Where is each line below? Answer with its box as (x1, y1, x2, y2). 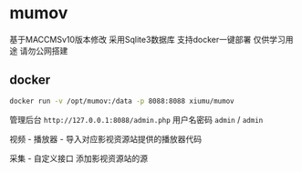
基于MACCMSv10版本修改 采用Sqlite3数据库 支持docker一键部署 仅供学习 (9, 34, 286, 45)
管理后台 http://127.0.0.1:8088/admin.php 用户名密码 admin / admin (9, 114, 264, 125)
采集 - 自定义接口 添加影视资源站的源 (9, 153, 149, 164)
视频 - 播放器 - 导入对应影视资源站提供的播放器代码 (9, 133, 203, 144)
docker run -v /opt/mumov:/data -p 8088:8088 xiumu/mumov (9, 96, 234, 106)
